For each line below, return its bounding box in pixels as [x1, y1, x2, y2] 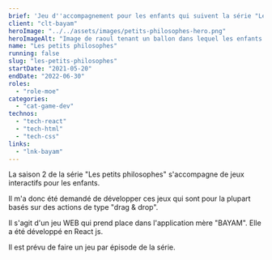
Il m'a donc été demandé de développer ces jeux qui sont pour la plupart [8, 194, 251, 203]
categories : [8, 95, 49, 103]
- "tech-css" [15, 132, 60, 140]
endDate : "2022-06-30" [8, 72, 85, 80]
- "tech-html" [15, 125, 63, 133]
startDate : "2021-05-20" [8, 65, 92, 73]
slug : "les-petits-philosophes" [8, 58, 117, 66]
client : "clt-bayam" [8, 19, 79, 28]
